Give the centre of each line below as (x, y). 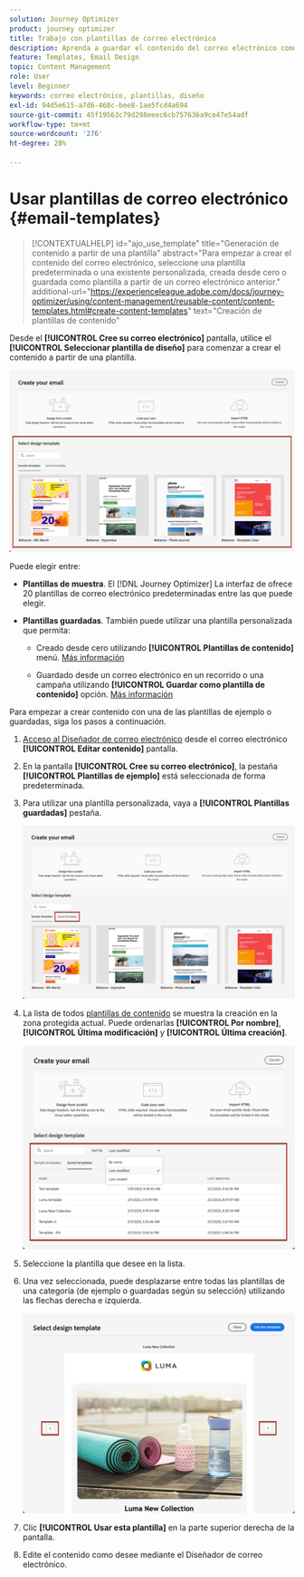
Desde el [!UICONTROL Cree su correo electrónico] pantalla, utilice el (141, 338)
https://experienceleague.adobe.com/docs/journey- (187, 291)
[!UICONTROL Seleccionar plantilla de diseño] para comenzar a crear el (145, 347)
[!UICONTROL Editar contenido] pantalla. (100, 749)
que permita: (46, 631)
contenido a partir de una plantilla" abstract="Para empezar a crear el (161, 253)
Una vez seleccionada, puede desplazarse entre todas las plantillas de (154, 1282)
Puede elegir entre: (45, 566)
